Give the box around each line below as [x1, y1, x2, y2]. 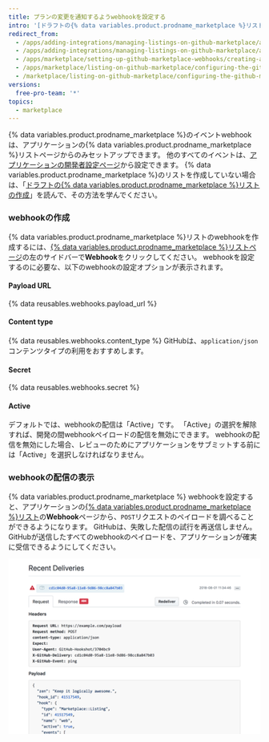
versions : [8, 80, 42, 88]
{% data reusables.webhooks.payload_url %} [8, 298, 158, 308]
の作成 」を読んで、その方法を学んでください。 [8, 190, 163, 200]
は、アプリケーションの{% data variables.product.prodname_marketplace [8, 140, 252, 150]
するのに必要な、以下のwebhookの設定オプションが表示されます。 [8, 262, 228, 272]
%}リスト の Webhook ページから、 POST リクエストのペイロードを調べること [8, 512, 255, 521]
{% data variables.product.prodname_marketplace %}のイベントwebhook [8, 130, 252, 140]
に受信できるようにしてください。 [8, 541, 120, 551]
